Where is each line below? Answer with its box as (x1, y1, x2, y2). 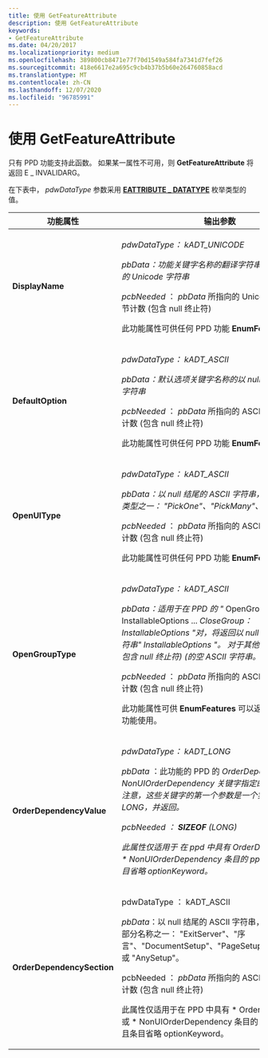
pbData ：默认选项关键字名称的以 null (121, 374, 262, 385)
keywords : (8, 26, 41, 34)
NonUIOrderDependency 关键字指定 (121, 778, 257, 789)
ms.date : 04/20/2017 (8, 41, 77, 49)
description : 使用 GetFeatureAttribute (8, 19, 139, 27)
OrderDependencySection (12, 962, 114, 973)
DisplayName (12, 281, 65, 292)
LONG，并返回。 (121, 802, 185, 813)
